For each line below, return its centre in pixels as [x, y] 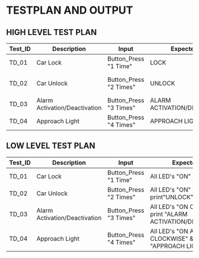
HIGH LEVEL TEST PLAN [52, 32]
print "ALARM [169, 214]
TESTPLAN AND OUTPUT [70, 10]
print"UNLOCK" [172, 197]
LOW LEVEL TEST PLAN [51, 146]
